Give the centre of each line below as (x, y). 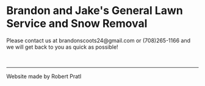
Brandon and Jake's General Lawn (95, 11)
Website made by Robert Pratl (44, 76)
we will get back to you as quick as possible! (62, 47)
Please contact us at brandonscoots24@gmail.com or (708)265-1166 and (99, 40)
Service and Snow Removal (77, 23)
